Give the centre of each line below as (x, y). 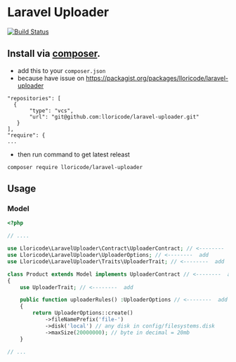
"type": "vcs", (51, 110)
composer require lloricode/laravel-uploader (75, 167)
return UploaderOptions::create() (83, 313)
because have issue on (51, 78)
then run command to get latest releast (73, 154)
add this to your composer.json (61, 70)
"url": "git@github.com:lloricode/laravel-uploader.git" (114, 116)
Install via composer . (54, 54)
